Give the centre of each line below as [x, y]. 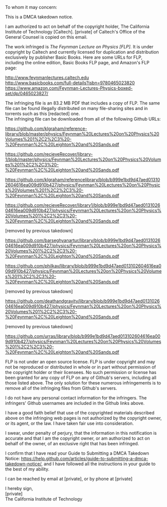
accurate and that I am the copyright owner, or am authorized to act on [78, 438]
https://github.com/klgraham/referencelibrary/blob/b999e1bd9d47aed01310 [83, 180]
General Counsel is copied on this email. [46, 37]
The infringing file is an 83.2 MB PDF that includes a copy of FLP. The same [83, 103]
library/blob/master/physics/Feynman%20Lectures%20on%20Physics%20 [82, 134]
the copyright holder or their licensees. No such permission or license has [81, 372]
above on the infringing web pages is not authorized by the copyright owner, [83, 418]
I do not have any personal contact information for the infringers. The [76, 398]
